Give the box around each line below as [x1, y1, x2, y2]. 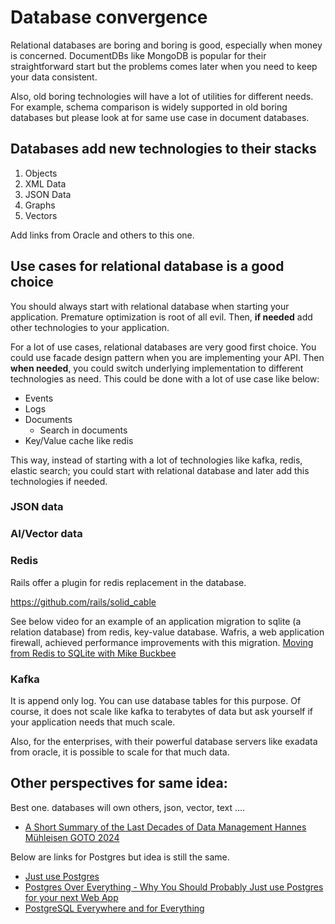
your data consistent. [10, 71, 98, 83]
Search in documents [39, 424, 128, 436]
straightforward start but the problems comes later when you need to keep [10, 60, 318, 72]
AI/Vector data [10, 527, 83, 541]
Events [24, 392, 54, 404]
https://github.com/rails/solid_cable [10, 596, 157, 608]
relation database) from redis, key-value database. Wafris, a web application [10, 626, 325, 638]
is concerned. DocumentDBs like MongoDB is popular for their [10, 49, 267, 61]
